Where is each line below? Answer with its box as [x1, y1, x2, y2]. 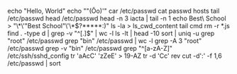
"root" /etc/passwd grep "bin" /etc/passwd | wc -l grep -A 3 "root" [7, 37, 202, 45]
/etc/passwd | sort [7, 59, 62, 67]
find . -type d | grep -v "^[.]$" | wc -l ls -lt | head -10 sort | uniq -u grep [7, 29, 215, 37]
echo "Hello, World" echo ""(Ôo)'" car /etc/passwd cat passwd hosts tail [7, 7, 220, 15]
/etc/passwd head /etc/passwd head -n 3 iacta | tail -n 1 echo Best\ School [7, 14, 226, 23]
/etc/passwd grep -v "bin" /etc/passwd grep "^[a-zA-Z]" [7, 44, 172, 52]
